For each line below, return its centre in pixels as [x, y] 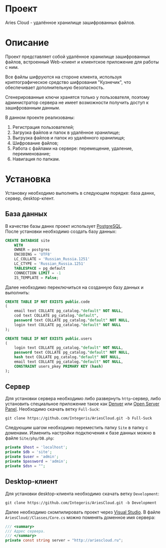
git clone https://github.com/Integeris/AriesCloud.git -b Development [81, 503]
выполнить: [17, 292]
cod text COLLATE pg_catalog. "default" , [56, 316]
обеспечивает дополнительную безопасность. [55, 87]
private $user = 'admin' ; [32, 457]
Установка [28, 179]
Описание [27, 43]
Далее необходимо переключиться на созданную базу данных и [74, 287]
